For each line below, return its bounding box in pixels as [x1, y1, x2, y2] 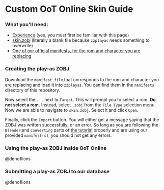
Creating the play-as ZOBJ [5, 65, 70, 72]
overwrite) [12, 43, 33, 49]
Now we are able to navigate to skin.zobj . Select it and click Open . [5, 107, 138, 113]
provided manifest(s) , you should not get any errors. [5, 132, 112, 138]
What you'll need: [5, 21, 49, 28]
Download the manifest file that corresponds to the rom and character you [5, 76, 159, 82]
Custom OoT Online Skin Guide [5, 3, 134, 15]
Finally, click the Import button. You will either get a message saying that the [5, 117, 160, 123]
